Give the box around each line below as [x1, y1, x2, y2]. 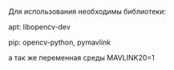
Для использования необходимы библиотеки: [8, 7, 166, 16]
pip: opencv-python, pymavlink [8, 37, 111, 47]
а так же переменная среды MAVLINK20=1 [8, 53, 155, 62]
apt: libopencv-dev [8, 22, 71, 31]
